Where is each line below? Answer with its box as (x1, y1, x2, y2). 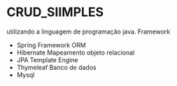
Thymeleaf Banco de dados (16, 63, 97, 71)
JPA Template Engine (16, 55, 78, 64)
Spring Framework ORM (16, 41, 87, 49)
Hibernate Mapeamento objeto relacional (16, 48, 135, 57)
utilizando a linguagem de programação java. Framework (6, 27, 171, 36)
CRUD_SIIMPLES (6, 4, 104, 20)
